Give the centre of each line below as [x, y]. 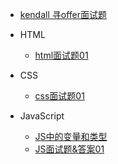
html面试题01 [61, 55]
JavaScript [42, 116]
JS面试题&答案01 [69, 149]
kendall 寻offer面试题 [63, 14]
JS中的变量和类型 [71, 136]
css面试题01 [59, 96]
